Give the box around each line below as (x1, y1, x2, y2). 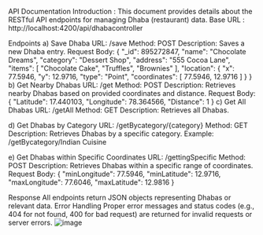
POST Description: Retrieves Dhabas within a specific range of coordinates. (8, 161, 254, 170)
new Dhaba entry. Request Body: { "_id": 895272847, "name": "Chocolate (8, 47, 246, 56)
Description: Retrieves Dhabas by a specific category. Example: (8, 129, 214, 138)
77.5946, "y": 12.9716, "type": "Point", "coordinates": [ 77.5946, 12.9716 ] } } (8, 72, 253, 81)
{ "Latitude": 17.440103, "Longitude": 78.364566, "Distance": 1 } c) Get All (8, 97, 246, 106)
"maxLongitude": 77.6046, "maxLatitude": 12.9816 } (8, 178, 175, 187)
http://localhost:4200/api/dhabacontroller (8, 24, 143, 32)
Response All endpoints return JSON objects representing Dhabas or (8, 193, 232, 202)
